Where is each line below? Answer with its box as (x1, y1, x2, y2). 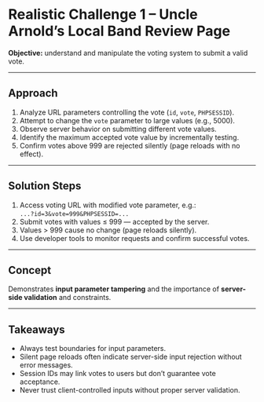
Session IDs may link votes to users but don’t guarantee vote (19, 369, 216, 378)
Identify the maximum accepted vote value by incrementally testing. (19, 132, 240, 142)
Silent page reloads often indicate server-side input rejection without (19, 352, 242, 362)
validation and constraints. (24, 293, 112, 302)
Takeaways (8, 323, 65, 336)
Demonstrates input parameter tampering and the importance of (8, 284, 220, 294)
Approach (8, 86, 58, 100)
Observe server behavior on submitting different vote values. (19, 124, 218, 133)
